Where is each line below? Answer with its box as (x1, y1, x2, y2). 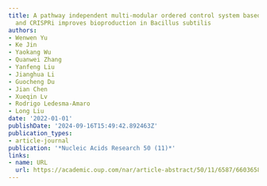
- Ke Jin (8, 41, 37, 49)
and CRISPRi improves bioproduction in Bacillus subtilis (15, 19, 212, 27)
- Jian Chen (8, 85, 48, 93)
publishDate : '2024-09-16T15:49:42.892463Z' (8, 122, 158, 130)
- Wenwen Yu (8, 33, 48, 42)
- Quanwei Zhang (8, 56, 62, 64)
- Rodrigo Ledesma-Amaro (8, 100, 91, 108)
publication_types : (8, 129, 73, 137)
